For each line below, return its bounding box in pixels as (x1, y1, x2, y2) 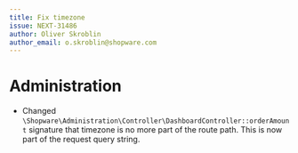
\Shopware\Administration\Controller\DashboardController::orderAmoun (21, 117, 290, 125)
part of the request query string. (21, 134, 141, 145)
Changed (21, 106, 56, 117)
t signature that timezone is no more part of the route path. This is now (21, 125, 283, 135)
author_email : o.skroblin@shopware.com (9, 37, 157, 47)
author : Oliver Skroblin (9, 29, 101, 38)
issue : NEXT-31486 (9, 21, 77, 30)
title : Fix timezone (9, 12, 86, 22)
